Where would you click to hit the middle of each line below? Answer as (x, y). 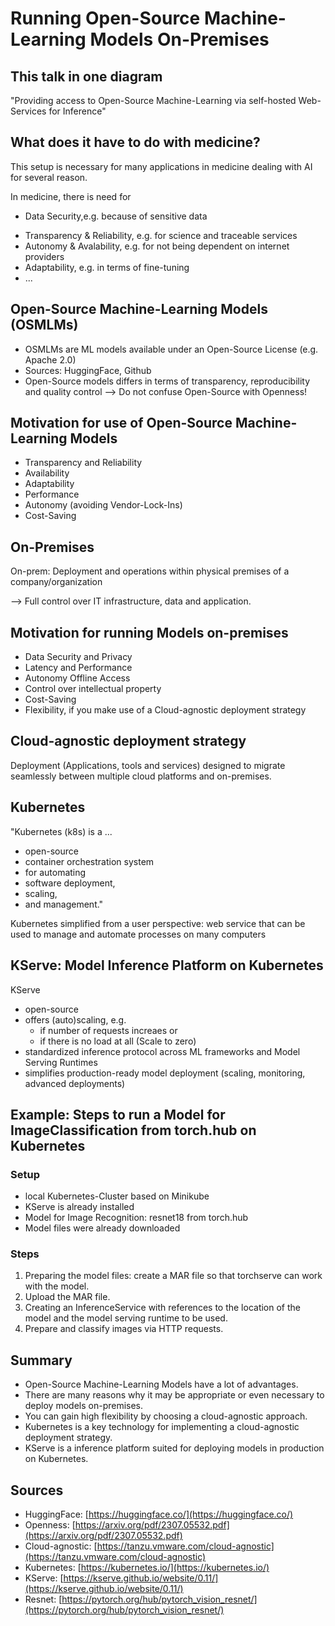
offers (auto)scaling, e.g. (75, 1019)
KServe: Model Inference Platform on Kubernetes (167, 965)
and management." (64, 904)
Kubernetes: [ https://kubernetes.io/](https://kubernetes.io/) (147, 1568)
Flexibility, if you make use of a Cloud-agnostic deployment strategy (165, 710)
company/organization (56, 582)
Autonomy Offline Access (77, 678)
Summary (41, 1360)
